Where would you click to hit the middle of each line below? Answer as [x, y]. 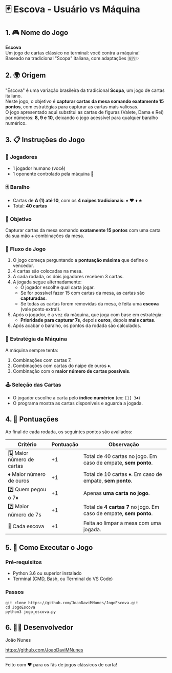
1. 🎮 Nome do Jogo [37, 33]
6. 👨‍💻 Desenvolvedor [39, 628]
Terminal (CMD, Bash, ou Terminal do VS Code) [63, 579]
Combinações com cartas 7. [42, 360]
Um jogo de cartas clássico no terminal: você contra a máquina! [72, 53]
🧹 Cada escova [26, 526]
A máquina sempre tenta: [32, 350]
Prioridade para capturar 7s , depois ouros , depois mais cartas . [88, 320]
